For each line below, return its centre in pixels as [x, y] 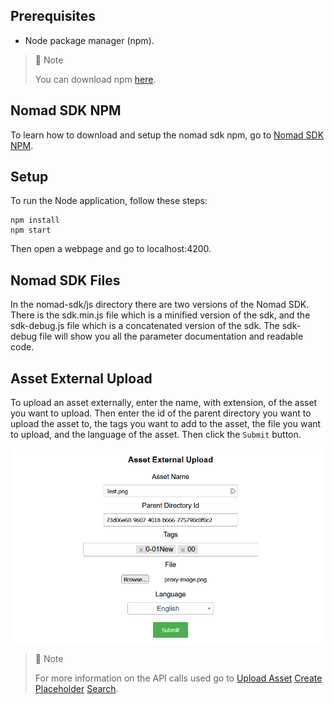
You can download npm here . [95, 79]
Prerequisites [53, 16]
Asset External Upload [81, 378]
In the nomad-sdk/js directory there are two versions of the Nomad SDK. [160, 305]
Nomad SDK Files [65, 280]
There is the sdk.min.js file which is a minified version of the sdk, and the [160, 315]
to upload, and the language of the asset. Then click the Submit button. [156, 435]
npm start [31, 230]
